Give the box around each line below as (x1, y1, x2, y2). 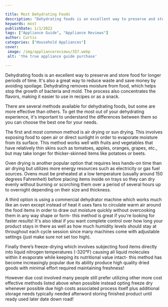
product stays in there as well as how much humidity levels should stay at (5, 223, 156, 229)
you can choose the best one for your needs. (5, 119, 98, 125)
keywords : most (5, 21, 37, 26)
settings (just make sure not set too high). (5, 234, 91, 240)
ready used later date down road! (5, 296, 74, 302)
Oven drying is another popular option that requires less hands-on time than (5, 160, 162, 166)
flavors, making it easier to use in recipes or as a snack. (5, 93, 120, 99)
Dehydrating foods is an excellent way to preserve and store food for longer (5, 72, 161, 78)
